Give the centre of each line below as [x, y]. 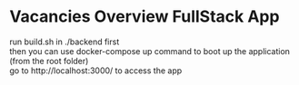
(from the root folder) [49, 61]
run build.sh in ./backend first [65, 42]
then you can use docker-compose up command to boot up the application [150, 51]
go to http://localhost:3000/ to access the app [96, 71]
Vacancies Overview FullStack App [145, 17]
